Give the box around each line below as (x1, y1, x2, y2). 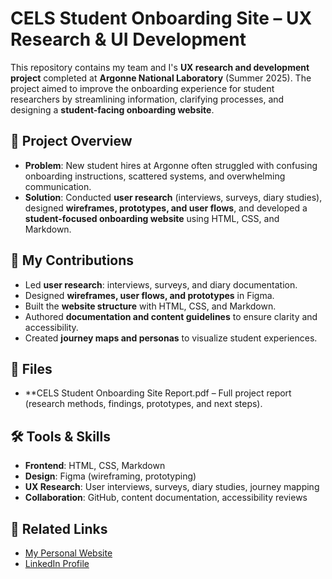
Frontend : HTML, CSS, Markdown (24, 460, 166, 472)
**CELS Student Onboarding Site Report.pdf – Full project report (24, 387, 292, 399)
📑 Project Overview (10, 133, 133, 150)
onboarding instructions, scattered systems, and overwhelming (24, 170, 286, 182)
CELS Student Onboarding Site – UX (10, 7, 313, 30)
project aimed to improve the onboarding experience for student (10, 82, 275, 94)
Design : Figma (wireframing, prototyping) (24, 470, 197, 482)
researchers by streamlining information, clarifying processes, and (10, 93, 285, 105)
